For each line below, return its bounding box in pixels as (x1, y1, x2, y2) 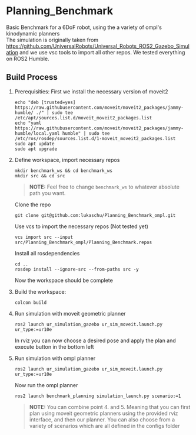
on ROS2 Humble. (6, 55, 49, 62)
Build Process (6, 72, 58, 82)
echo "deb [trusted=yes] (14, 99, 76, 105)
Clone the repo (14, 201, 51, 208)
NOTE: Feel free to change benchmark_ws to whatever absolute (29, 183, 180, 190)
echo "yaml (14, 120, 42, 126)
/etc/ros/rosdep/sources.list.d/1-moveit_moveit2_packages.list (14, 135, 176, 141)
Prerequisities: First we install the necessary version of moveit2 (14, 87, 169, 95)
